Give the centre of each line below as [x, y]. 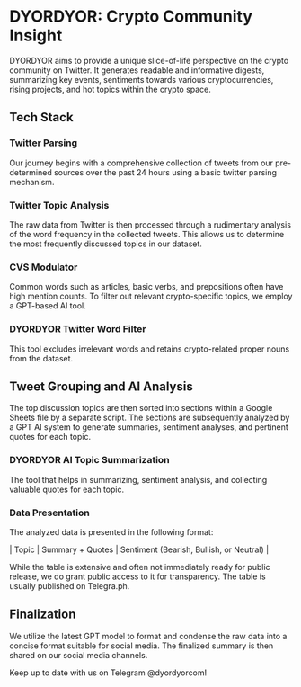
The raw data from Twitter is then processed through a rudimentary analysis [150, 224]
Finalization [43, 615]
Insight [36, 36]
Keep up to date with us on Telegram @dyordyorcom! [108, 673]
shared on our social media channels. [79, 655]
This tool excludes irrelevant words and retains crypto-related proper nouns [150, 349]
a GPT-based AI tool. [48, 306]
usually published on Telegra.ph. [70, 585]
